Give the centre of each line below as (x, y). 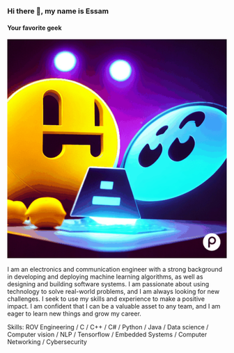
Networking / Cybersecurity (47, 342)
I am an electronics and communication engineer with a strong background (115, 270)
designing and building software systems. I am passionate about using (108, 284)
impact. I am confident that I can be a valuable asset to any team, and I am (114, 306)
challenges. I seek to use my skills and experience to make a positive (106, 299)
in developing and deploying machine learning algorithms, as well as (105, 277)
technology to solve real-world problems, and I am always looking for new (114, 292)
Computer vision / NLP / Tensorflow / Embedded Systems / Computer (107, 335)
